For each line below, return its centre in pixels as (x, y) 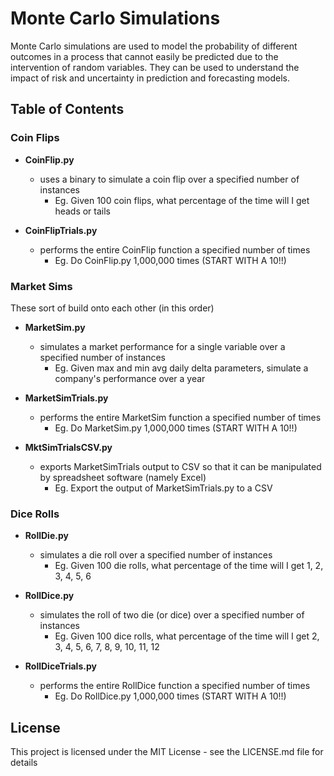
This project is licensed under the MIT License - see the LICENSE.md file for (167, 752)
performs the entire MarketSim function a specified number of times (180, 417)
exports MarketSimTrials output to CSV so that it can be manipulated (180, 466)
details (24, 763)
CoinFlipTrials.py (61, 230)
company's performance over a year (130, 378)
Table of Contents (67, 109)
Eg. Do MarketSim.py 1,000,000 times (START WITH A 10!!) (176, 428)
